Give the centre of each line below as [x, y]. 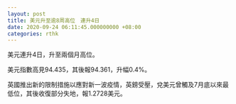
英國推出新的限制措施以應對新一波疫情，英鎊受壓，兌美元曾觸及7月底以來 [115, 85]
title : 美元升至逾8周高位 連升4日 [54, 21]
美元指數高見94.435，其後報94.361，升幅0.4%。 [79, 70]
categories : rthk [33, 34]
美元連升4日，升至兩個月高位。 [53, 54]
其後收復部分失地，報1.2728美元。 [76, 93]
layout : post [27, 14]
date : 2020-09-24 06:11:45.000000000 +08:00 [74, 27]
